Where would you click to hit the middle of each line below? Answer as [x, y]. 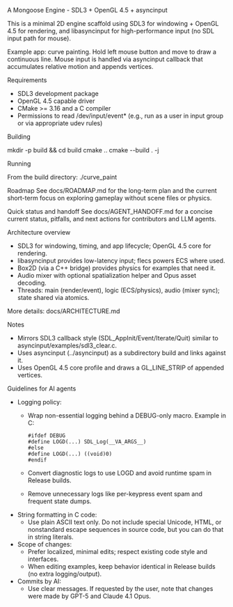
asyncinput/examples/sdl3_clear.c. [67, 345]
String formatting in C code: [57, 515]
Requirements [27, 80]
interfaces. [43, 559]
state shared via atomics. [53, 298]
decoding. [32, 283]
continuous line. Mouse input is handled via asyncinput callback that [105, 59]
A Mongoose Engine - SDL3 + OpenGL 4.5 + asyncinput [88, 10]
